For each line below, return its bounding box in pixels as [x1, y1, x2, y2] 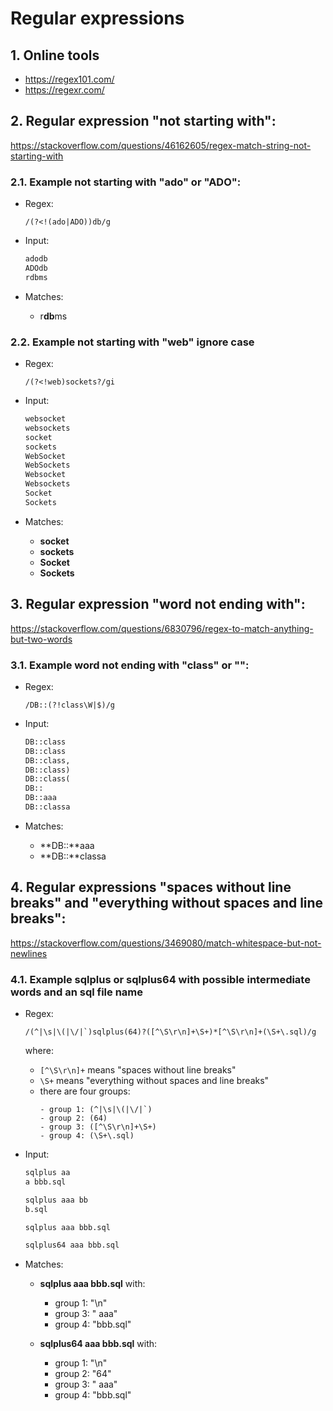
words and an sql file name [10, 985, 144, 999]
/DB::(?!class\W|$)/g [24, 700, 115, 710]
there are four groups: [39, 1085, 131, 1097]
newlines [10, 947, 48, 959]
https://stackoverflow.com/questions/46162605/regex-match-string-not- [10, 139, 312, 151]
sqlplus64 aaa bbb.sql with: [39, 1338, 158, 1350]
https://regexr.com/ [24, 84, 105, 96]
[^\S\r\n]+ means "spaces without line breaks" [39, 1064, 237, 1076]
